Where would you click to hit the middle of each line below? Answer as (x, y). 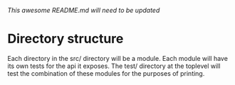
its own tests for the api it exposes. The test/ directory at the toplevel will (114, 66)
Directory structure (66, 39)
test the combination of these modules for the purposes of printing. (106, 73)
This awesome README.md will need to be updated (84, 10)
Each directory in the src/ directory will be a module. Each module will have (117, 58)
